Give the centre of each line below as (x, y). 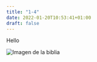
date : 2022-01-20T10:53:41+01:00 (49, 18)
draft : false (23, 23)
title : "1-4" (23, 12)
